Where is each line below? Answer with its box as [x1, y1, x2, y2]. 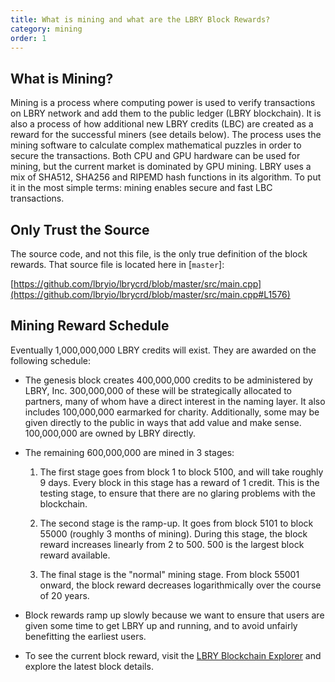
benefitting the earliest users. [24, 630, 147, 642]
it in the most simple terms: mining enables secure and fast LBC [10, 182, 273, 194]
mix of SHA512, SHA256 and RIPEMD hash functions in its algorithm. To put [10, 171, 322, 183]
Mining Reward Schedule [10, 317, 170, 335]
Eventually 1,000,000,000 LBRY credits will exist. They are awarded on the [10, 344, 317, 356]
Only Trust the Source [10, 221, 150, 238]
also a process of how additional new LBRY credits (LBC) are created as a [10, 118, 314, 130]
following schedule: [10, 354, 91, 366]
